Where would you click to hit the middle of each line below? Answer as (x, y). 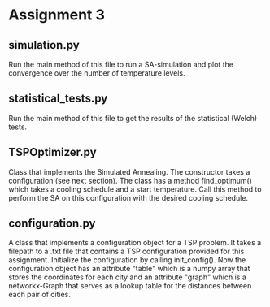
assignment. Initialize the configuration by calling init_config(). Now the (127, 260)
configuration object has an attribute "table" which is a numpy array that (129, 269)
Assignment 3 (57, 15)
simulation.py (44, 45)
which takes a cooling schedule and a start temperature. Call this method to (135, 189)
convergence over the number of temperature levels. (97, 73)
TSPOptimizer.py (52, 152)
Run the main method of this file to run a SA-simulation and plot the (121, 64)
